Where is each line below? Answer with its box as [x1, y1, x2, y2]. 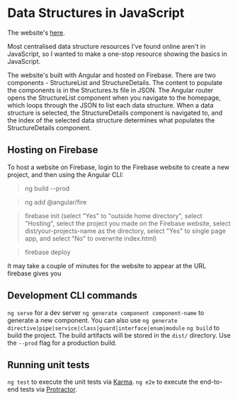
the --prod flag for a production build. [7, 338, 117, 347]
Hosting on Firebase [7, 144, 98, 156]
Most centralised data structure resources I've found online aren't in [7, 42, 206, 50]
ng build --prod [24, 184, 70, 193]
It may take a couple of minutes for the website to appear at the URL [7, 261, 207, 270]
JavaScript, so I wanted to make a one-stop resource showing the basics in [7, 50, 227, 58]
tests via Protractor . [20, 385, 78, 394]
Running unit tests [7, 359, 90, 371]
